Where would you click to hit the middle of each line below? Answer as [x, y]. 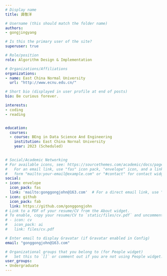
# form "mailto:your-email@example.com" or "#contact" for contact [79, 174]
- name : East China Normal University [45, 78]
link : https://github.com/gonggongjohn [51, 206]
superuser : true [22, 46]
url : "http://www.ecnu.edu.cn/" [43, 83]
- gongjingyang [21, 33]
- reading [15, 114]
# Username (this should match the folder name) [56, 23]
